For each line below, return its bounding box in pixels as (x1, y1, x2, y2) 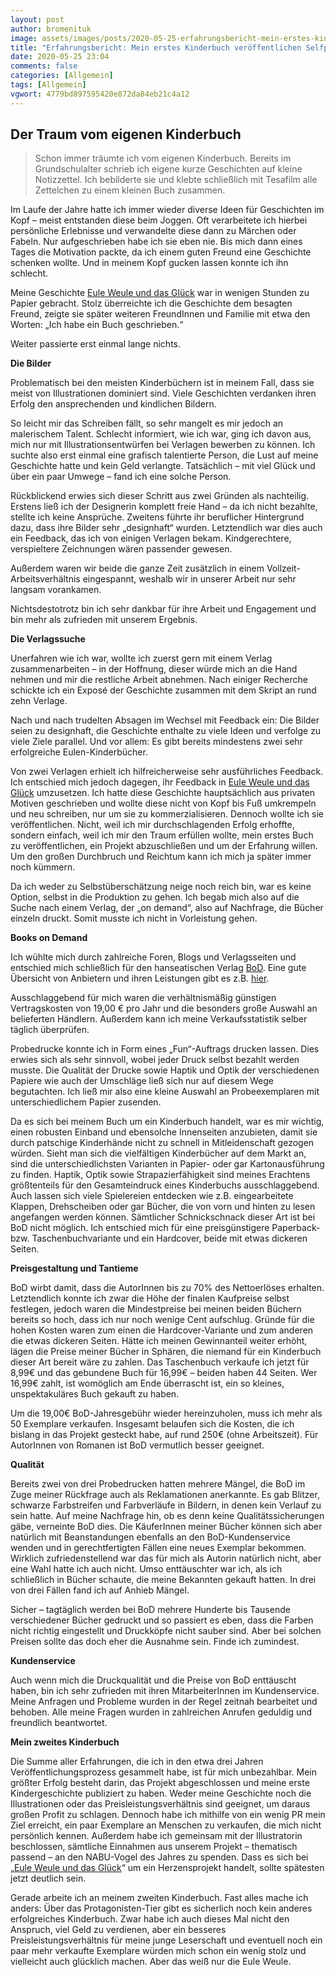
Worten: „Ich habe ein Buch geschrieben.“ (10, 319, 184, 331)
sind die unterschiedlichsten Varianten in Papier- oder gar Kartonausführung (10, 1158, 325, 1170)
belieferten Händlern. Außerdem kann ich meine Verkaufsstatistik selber (10, 1013, 308, 1025)
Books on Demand (10, 932, 88, 944)
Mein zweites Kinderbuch (10, 1736, 120, 1748)
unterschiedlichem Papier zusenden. (10, 1096, 162, 1108)
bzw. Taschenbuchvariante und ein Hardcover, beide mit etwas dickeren (10, 1232, 308, 1245)
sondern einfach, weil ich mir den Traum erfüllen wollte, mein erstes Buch (10, 829, 314, 841)
